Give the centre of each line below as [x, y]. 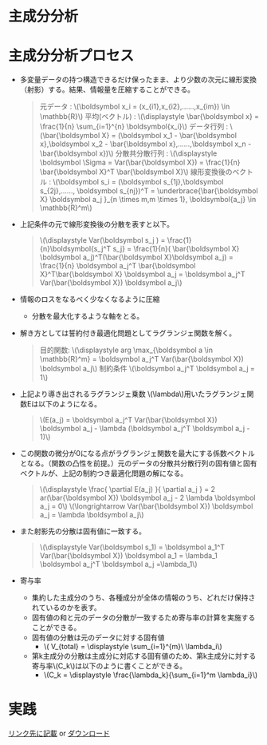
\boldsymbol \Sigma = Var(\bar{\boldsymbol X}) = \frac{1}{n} [140, 162]
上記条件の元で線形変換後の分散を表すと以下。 [96, 224]
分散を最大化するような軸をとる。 [88, 316]
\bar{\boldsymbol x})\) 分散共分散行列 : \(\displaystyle [128, 153]
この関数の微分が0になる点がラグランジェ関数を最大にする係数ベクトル [137, 454]
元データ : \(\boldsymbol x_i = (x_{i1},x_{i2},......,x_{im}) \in [135, 107]
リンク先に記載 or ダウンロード [59, 733]
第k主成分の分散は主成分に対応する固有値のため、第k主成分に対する [144, 656]
